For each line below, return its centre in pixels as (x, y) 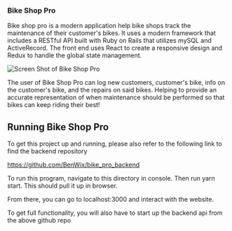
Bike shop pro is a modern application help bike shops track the (99, 26)
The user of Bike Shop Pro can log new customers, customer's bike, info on (116, 83)
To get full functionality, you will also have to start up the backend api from (115, 213)
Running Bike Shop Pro (58, 127)
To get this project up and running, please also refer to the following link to (115, 144)
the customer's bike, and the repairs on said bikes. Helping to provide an (112, 90)
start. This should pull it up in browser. (62, 186)
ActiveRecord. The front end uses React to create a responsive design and (115, 48)
